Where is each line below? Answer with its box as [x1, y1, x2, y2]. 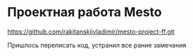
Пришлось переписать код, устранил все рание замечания [7, 41, 187, 49]
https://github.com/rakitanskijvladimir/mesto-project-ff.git [7, 27, 175, 36]
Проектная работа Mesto [7, 4, 162, 20]
